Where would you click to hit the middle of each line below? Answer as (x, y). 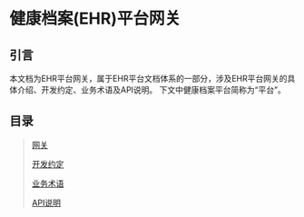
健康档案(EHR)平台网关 (95, 19)
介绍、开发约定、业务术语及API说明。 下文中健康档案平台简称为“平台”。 (151, 90)
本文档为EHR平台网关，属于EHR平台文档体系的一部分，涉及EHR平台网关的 (148, 79)
